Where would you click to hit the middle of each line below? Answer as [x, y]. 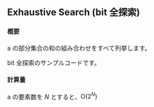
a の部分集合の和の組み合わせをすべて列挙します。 [79, 48]
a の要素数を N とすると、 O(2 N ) [52, 96]
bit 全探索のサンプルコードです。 [54, 62]
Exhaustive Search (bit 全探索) [74, 12]
